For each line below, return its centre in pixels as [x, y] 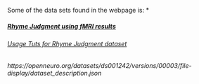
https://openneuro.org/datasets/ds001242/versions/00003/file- [99, 65]
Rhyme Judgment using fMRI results [62, 26]
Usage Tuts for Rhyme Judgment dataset [67, 43]
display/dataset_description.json [54, 73]
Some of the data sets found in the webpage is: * [78, 10]
